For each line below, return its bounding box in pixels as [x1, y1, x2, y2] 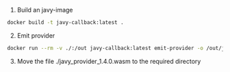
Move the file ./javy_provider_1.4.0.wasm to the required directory [16, 57, 201, 65]
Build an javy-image [16, 6, 73, 14]
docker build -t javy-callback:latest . [7, 19, 125, 26]
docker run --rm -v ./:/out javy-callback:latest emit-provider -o [7, 45, 204, 51]
